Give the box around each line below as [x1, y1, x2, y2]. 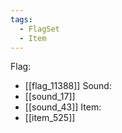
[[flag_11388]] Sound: [24, 80, 112, 92]
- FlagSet [19, 24, 60, 34]
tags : [10, 14, 33, 25]
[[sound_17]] [24, 91, 76, 103]
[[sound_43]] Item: [24, 101, 102, 113]
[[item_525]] [24, 112, 76, 124]
